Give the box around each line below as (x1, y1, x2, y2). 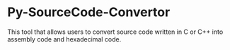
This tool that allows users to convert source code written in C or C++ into (7, 27, 224, 36)
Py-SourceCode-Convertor (7, 4, 171, 20)
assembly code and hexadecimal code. (7, 35, 122, 43)
